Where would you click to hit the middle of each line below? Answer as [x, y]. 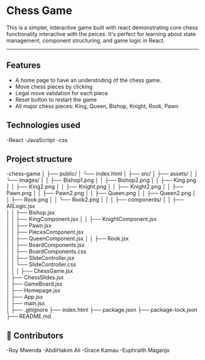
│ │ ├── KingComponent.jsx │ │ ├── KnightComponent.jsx [81, 219]
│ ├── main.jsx [26, 303]
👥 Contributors [35, 335]
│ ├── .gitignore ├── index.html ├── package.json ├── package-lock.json [102, 310]
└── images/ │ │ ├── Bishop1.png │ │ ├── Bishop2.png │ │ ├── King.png [101, 180]
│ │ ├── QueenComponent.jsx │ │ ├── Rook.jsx [68, 239]
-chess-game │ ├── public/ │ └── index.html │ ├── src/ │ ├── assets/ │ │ [102, 174]
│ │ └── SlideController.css [41, 265]
